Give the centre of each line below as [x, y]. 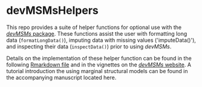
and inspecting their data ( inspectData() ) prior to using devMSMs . [89, 47]
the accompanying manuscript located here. [61, 77]
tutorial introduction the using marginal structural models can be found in [97, 71]
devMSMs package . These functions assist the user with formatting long [97, 33]
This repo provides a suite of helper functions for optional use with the [94, 27]
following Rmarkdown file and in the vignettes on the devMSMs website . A [99, 65]
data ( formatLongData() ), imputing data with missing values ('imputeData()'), [101, 40]
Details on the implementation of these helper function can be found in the [99, 58]
